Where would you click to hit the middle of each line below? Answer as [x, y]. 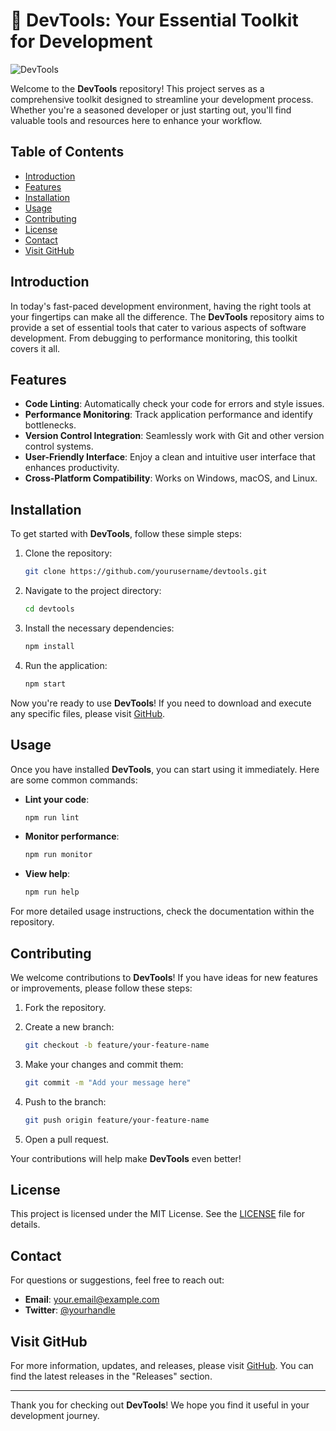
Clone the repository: [68, 553]
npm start [45, 684]
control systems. [59, 446]
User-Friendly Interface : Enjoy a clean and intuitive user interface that [170, 457]
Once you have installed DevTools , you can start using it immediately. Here [165, 769]
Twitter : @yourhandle [70, 1310]
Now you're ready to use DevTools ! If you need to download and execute [161, 703]
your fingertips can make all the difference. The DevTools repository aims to [167, 316]
